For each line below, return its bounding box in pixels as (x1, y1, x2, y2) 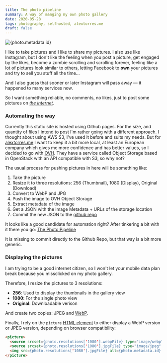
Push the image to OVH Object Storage (12, 196, 92, 202)
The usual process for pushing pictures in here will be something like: (5, 165, 148, 171)
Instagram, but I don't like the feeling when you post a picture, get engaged (5, 54, 160, 60)
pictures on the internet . (5, 100, 55, 106)
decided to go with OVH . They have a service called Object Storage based (5, 150, 158, 156)
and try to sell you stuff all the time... (5, 70, 80, 76)
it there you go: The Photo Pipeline (5, 227, 76, 233)
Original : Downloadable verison (12, 300, 78, 306)
